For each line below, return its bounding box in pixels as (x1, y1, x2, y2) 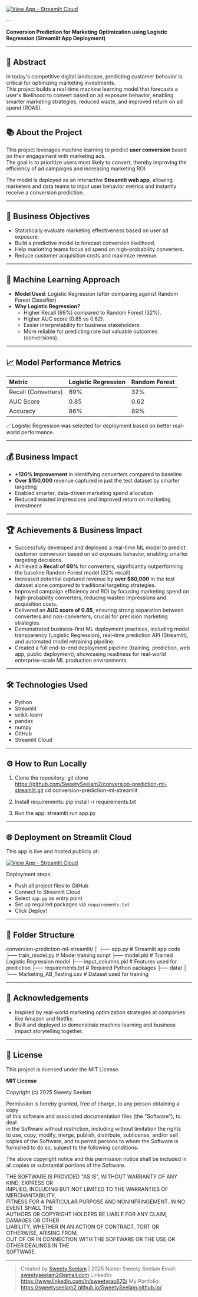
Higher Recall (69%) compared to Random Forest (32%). (23, 309, 161, 316)
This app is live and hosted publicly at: (6, 848, 99, 855)
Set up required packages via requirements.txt (14, 901, 130, 908)
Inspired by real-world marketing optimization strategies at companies (14, 1008, 186, 1016)
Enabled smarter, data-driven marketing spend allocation (14, 489, 153, 496)
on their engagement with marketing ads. (6, 152, 106, 159)
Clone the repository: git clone (14, 774, 88, 781)
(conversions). (23, 334, 59, 341)
